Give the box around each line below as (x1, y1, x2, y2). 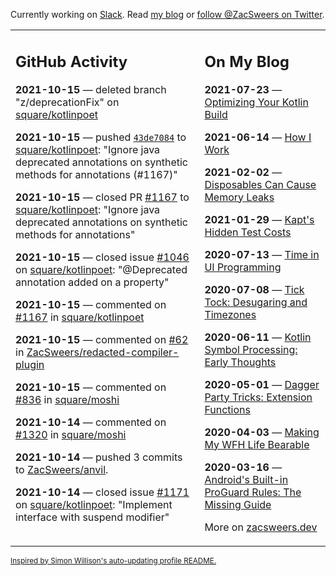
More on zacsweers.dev (204, 520, 318, 534)
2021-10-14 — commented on (15, 415, 167, 429)
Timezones (204, 307, 257, 321)
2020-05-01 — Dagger (204, 377, 320, 391)
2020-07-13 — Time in (204, 247, 320, 261)
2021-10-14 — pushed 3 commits (15, 450, 183, 464)
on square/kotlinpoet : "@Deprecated (15, 262, 188, 276)
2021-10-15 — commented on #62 (15, 332, 189, 346)
